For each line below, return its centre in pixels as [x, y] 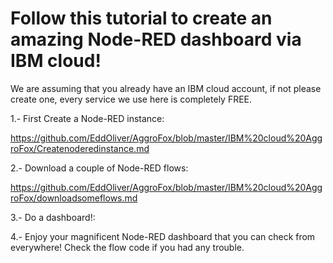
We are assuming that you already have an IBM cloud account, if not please [166, 88]
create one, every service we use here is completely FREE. [131, 99]
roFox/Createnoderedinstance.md [80, 148]
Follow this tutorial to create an [141, 18]
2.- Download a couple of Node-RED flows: [99, 168]
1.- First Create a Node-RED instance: [87, 118]
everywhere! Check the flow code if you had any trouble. [127, 247]
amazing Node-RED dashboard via [156, 39]
